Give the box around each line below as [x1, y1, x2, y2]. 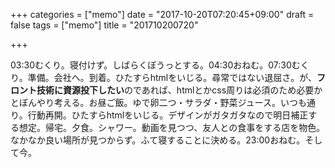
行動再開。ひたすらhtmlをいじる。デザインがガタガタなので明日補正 [27, 109, 309, 121]
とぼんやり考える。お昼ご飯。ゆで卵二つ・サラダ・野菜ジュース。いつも [10, 97, 307, 108]
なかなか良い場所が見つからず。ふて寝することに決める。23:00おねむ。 [10, 134, 306, 146]
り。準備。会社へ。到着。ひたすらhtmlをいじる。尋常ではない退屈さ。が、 [10, 72, 317, 83]
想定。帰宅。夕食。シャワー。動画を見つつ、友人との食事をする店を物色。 [18, 122, 326, 133]
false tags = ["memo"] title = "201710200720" [10, 19, 199, 31]
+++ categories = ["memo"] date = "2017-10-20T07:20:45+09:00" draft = [10, 9, 315, 20]
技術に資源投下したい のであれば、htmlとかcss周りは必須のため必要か [36, 84, 323, 96]
